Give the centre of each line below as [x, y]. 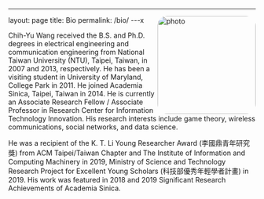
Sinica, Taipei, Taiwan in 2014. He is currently [81, 94]
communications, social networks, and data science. [93, 127]
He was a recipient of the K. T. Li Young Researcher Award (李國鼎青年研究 [129, 143]
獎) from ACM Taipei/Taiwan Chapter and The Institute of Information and [127, 153]
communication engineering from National [77, 52]
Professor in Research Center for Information [81, 110]
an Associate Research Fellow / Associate [76, 102]
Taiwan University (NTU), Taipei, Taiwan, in [78, 60]
